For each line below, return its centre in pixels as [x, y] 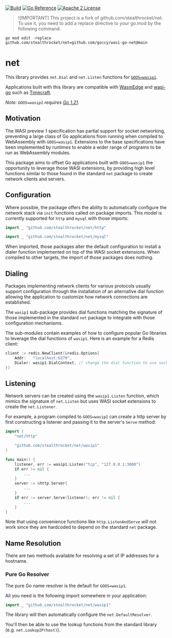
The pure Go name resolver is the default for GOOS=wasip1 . [66, 585]
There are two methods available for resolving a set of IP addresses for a [82, 555]
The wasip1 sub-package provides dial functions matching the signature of [84, 312]
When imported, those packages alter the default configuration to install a [83, 246]
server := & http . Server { [41, 483]
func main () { [20, 459]
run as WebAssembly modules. [38, 152]
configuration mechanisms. [34, 323]
